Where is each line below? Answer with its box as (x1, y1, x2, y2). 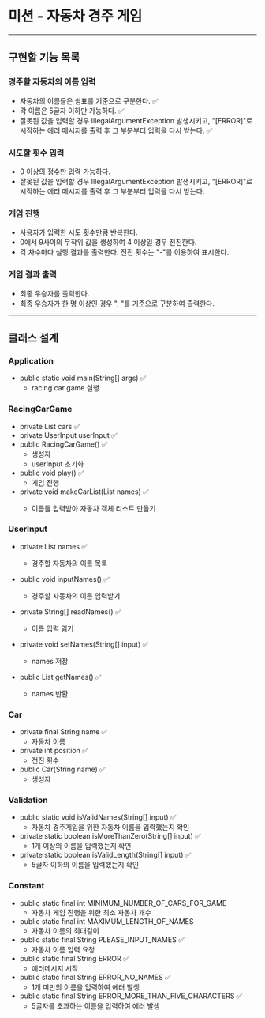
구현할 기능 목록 (8, 51, 80, 64)
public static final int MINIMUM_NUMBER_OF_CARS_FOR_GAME (19, 898, 227, 907)
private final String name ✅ (19, 727, 108, 737)
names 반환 (31, 688, 69, 698)
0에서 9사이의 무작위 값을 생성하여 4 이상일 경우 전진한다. (19, 238, 197, 247)
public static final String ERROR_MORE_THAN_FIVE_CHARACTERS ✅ (19, 991, 243, 1001)
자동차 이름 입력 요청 (31, 944, 95, 954)
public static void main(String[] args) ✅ (19, 373, 147, 383)
